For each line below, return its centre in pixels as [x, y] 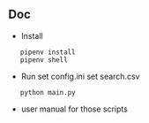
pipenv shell [44, 60]
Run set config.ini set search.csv [80, 76]
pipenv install [48, 52]
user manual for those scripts [74, 109]
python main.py [48, 92]
